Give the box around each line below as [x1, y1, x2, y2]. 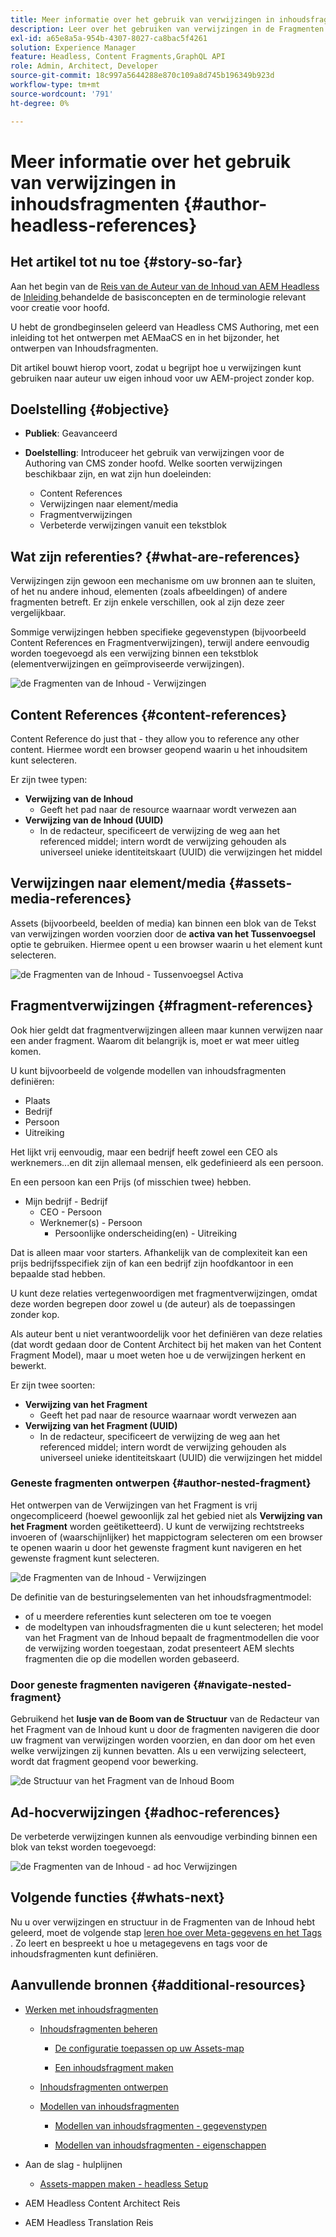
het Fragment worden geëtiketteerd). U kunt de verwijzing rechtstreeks [10, 1520, 305, 1532]
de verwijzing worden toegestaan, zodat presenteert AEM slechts [24, 1642, 295, 1654]
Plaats [24, 1094, 51, 1106]
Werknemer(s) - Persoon [39, 1216, 143, 1228]
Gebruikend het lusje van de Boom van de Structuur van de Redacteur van [10, 1713, 320, 1725]
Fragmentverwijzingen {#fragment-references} [10, 997, 314, 1015]
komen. [10, 1045, 42, 1057]
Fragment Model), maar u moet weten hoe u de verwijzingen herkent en [10, 1349, 307, 1361]
